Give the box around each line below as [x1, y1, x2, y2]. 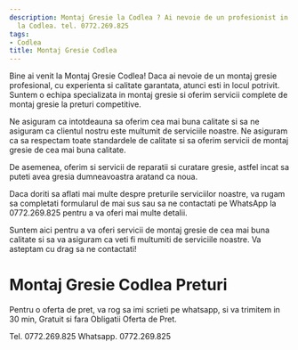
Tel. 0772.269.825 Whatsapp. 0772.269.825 [9, 331, 172, 342]
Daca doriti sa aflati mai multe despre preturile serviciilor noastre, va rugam [9, 189, 286, 199]
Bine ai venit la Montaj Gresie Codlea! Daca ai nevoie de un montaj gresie [9, 70, 278, 81]
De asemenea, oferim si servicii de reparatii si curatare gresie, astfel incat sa [9, 162, 290, 173]
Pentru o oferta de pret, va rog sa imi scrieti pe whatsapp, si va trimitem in [9, 305, 280, 315]
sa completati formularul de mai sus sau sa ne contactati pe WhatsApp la [9, 198, 277, 209]
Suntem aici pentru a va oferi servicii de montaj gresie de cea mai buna [9, 224, 270, 236]
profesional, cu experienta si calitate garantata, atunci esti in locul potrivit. [9, 80, 280, 91]
